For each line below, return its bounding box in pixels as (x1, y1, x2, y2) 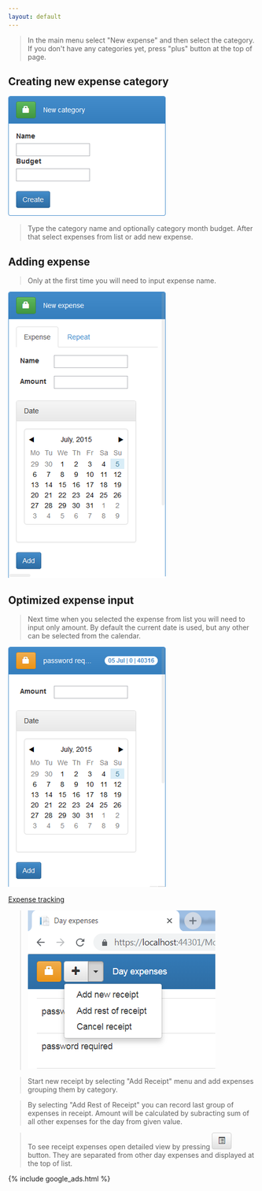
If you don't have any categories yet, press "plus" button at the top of (27, 43, 253, 53)
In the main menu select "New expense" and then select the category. (27, 35, 255, 45)
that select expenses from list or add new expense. (27, 233, 194, 242)
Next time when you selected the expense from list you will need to (27, 615, 245, 624)
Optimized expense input (8, 594, 135, 607)
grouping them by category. (27, 1085, 118, 1095)
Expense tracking (8, 895, 65, 904)
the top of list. (27, 1159, 73, 1168)
